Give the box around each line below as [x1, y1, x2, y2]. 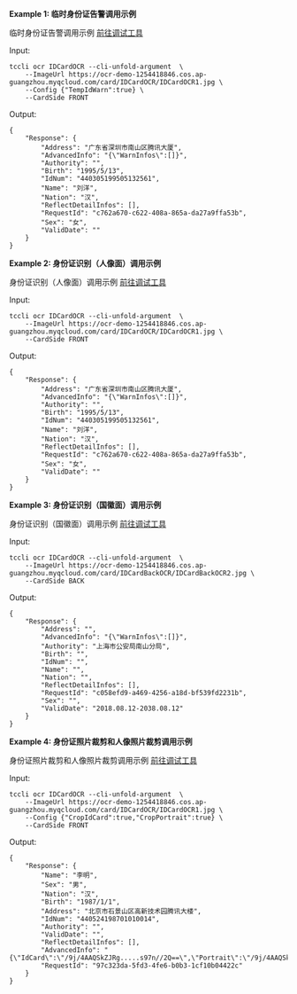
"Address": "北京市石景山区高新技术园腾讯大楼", [41, 907, 202, 916]
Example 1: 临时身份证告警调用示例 [9, 9, 137, 19]
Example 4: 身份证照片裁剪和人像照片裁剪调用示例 [9, 736, 193, 747]
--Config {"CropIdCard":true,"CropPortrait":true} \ [25, 813, 224, 822]
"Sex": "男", [41, 881, 88, 889]
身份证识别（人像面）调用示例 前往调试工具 [9, 277, 166, 287]
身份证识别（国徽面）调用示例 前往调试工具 [9, 519, 166, 528]
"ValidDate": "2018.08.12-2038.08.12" [41, 704, 184, 713]
